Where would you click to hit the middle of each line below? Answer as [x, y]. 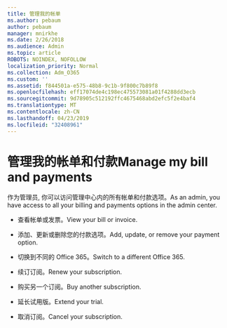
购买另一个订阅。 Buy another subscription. [79, 287]
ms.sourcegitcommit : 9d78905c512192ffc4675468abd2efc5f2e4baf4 [102, 99]
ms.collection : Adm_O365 [43, 72]
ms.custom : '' [28, 79]
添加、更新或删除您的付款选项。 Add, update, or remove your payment [118, 235]
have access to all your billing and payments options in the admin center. [112, 205]
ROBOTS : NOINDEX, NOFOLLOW [47, 60]
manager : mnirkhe [33, 33]
